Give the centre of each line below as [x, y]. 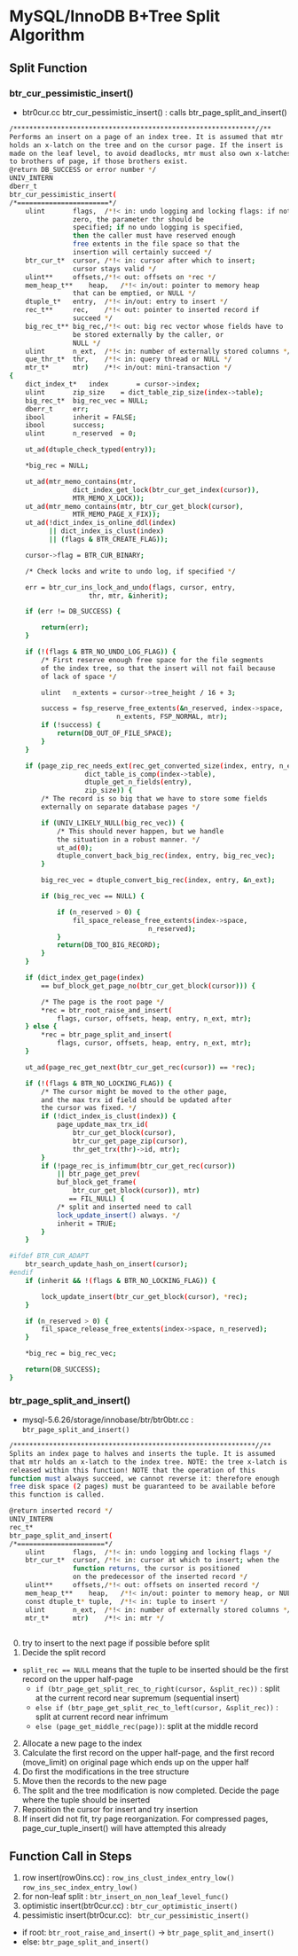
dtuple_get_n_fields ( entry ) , [138, 782]
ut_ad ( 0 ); [74, 848]
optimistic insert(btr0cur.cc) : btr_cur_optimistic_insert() [130, 1906]
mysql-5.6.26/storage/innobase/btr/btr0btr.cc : [108, 1420]
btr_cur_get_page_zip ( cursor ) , [130, 1141]
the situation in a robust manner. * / [128, 840]
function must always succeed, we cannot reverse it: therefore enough [144, 1478]
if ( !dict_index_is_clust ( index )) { [109, 1116]
